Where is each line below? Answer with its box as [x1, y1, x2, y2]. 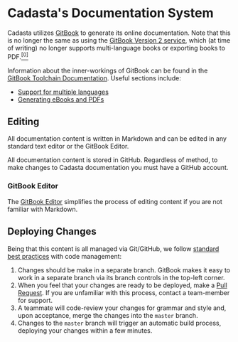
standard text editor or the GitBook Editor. [7, 142, 129, 151]
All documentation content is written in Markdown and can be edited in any [7, 134, 227, 143]
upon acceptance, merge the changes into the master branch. [17, 311, 198, 319]
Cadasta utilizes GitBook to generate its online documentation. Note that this [7, 28, 231, 37]
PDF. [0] [7, 51, 28, 61]
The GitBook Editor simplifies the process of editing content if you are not [7, 197, 222, 205]
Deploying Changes [7, 225, 97, 237]
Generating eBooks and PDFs [17, 95, 104, 104]
